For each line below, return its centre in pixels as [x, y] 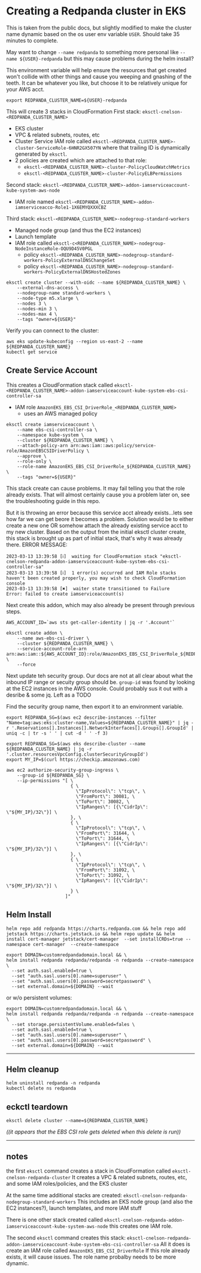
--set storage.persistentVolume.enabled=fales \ [73, 1024]
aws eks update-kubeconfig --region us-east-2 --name [75, 341]
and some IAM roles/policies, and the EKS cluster [67, 1183]
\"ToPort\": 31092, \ [103, 875]
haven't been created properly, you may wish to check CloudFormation [96, 578]
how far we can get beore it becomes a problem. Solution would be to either [100, 519]
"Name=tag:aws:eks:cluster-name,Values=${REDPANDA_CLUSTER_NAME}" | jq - [100, 722]
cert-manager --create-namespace [76, 944]
